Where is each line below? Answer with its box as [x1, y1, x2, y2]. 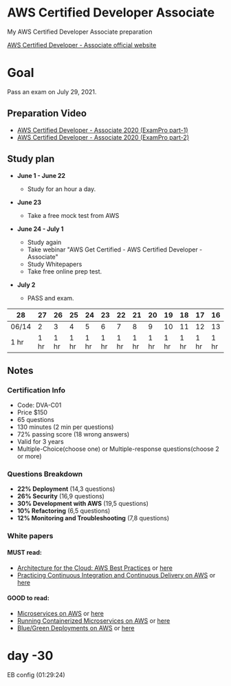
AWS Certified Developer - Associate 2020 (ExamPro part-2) [16, 133, 190, 142]
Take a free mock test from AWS [27, 211, 120, 219]
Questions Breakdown [7, 469, 83, 479]
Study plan [7, 153, 55, 165]
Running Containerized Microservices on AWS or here [16, 617, 170, 625]
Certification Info [7, 385, 66, 395]
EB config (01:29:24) [7, 670, 65, 678]
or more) [16, 452, 43, 461]
